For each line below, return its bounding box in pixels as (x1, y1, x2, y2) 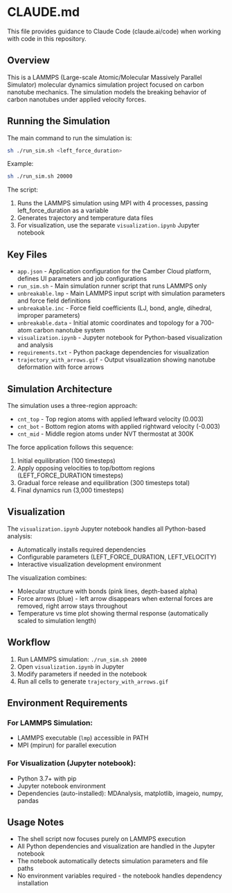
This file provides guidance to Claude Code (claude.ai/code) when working (7, 27, 222, 35)
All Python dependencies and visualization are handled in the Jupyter (17, 842, 215, 851)
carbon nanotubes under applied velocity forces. (7, 95, 147, 103)
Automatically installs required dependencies (17, 545, 146, 554)
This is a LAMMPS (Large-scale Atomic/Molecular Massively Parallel (7, 73, 202, 81)
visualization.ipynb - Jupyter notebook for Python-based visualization (17, 334, 223, 342)
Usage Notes (7, 816, 64, 828)
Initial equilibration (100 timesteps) (17, 456, 116, 465)
